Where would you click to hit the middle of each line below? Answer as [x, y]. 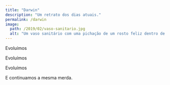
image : [12, 24]
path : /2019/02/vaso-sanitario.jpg [48, 29]
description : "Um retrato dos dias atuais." [53, 15]
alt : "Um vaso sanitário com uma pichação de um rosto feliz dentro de [88, 34]
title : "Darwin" [22, 10]
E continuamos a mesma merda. [39, 78]
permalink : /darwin [26, 19]
